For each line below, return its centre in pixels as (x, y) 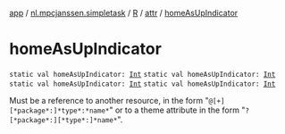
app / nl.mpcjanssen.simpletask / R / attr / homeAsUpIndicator (124, 13)
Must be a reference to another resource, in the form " (109, 100)
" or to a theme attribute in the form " (177, 110)
